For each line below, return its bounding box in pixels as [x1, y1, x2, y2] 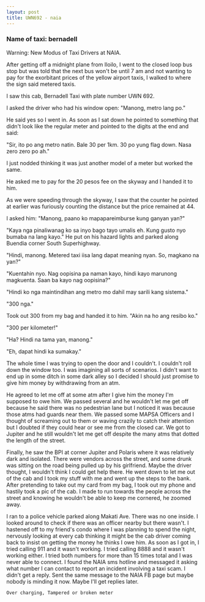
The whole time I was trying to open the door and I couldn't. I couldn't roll [6, 360, 192, 367]
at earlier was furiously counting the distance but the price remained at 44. [6, 203, 195, 210]
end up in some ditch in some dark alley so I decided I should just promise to [6, 372, 200, 380]
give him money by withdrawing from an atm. [6, 379, 121, 387]
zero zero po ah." [6, 147, 50, 155]
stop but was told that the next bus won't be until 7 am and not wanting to [6, 67, 192, 74]
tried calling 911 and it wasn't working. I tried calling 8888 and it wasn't [6, 545, 185, 552]
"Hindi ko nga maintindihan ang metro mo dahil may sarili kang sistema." [6, 288, 188, 295]
